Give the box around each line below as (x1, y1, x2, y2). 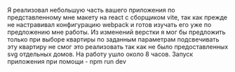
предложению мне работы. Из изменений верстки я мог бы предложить (7, 28, 226, 36)
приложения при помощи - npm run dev (7, 57, 126, 65)
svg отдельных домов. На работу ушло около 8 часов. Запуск (7, 50, 194, 58)
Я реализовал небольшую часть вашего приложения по (7, 6, 175, 14)
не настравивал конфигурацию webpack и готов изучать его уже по (7, 21, 212, 28)
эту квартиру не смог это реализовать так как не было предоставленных (7, 43, 229, 51)
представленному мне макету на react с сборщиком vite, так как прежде (7, 13, 228, 21)
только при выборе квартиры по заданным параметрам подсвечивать (7, 35, 220, 44)
